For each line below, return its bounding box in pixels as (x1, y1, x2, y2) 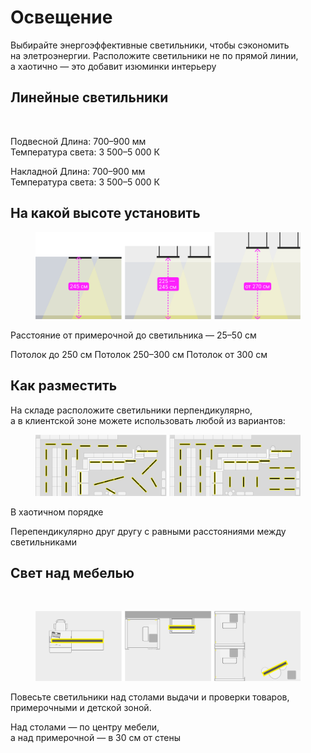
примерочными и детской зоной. (10, 701, 152, 713)
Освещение (10, 6, 113, 29)
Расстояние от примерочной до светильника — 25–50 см (10, 329, 257, 341)
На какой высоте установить (10, 205, 201, 222)
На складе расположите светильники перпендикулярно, (10, 404, 253, 416)
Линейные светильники (10, 89, 169, 106)
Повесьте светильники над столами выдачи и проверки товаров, (10, 691, 290, 703)
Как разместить (10, 377, 118, 395)
